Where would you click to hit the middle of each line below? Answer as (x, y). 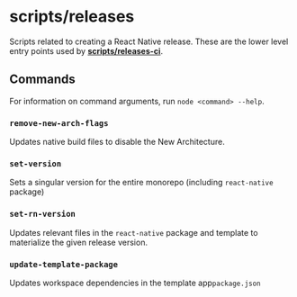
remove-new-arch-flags (59, 123)
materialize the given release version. (79, 242)
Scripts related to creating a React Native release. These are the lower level (149, 41)
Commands (43, 80)
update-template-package (64, 264)
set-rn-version (43, 214)
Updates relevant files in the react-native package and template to (134, 232)
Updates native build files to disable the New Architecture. (117, 142)
